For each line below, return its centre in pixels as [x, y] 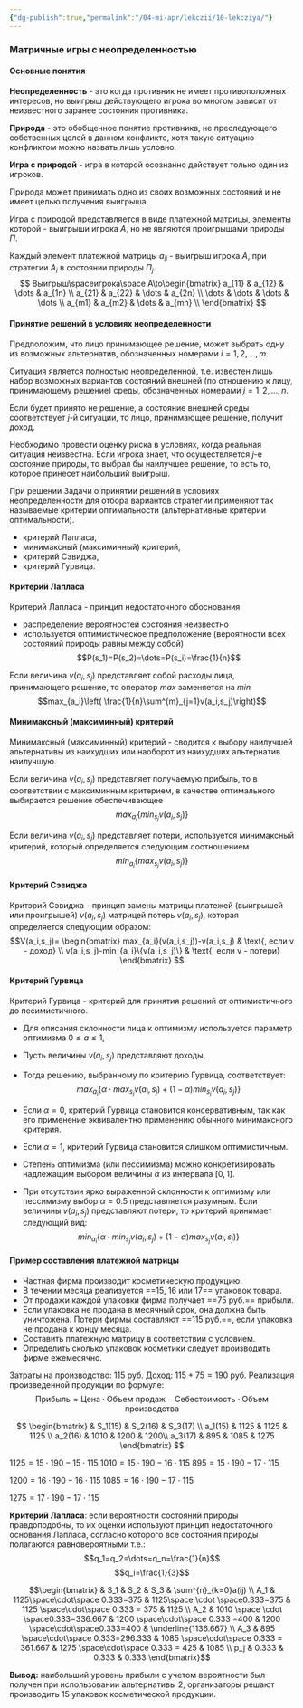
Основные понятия [47, 71]
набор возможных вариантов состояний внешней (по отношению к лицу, [151, 380]
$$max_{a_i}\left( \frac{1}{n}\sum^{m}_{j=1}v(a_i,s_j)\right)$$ [152, 701]
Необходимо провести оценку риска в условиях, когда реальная [136, 444]
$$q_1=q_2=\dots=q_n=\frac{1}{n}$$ [152, 1558]
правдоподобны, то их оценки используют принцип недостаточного [141, 1524]
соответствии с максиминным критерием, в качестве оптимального [142, 790]
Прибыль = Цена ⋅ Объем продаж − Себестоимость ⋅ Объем [152, 1399]
